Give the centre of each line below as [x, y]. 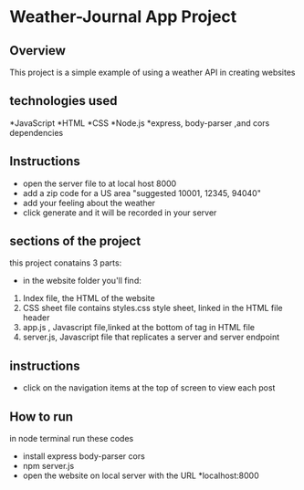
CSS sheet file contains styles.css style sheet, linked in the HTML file [152, 308]
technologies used [63, 101]
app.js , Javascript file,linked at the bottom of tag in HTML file [139, 328]
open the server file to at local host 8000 [100, 183]
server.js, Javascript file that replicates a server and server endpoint [151, 337]
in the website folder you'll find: [82, 281]
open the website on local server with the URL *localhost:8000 [141, 475]
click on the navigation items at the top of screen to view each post [149, 388]
